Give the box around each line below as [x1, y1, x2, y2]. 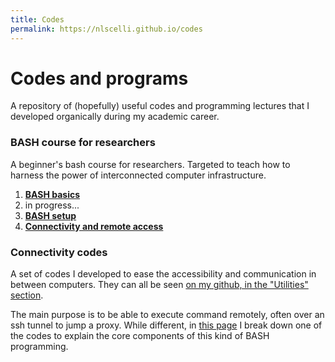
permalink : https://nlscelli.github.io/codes [10, 24, 203, 34]
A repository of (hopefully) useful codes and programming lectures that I [10, 100, 310, 112]
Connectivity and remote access [24, 220, 164, 232]
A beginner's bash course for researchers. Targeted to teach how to [10, 158, 291, 170]
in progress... [24, 199, 80, 211]
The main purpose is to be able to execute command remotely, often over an [10, 309, 325, 321]
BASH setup [24, 209, 77, 221]
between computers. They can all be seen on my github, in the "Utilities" [10, 279, 309, 291]
